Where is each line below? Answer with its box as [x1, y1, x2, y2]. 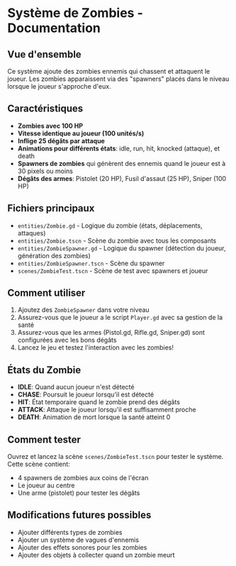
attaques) [17, 228, 46, 237]
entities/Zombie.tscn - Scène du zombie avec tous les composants [17, 236, 217, 245]
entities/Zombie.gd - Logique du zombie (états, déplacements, [17, 221, 203, 230]
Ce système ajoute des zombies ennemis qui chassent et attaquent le [7, 67, 210, 75]
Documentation [7, 20, 101, 36]
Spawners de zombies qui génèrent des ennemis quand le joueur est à [17, 159, 226, 167]
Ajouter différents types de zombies [17, 528, 123, 536]
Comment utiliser [7, 287, 86, 299]
